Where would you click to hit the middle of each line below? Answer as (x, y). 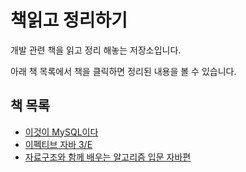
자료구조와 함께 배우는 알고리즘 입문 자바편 (108, 157)
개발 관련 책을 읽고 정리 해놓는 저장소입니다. (96, 50)
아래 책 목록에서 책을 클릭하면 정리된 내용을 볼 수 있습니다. (123, 71)
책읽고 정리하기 (69, 20)
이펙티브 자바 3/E (58, 144)
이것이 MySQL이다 (61, 132)
